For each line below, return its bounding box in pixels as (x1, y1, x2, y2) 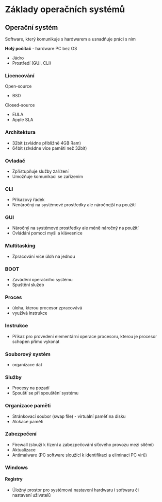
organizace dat (12, 361, 43, 367)
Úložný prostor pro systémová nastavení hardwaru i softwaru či (12, 487, 139, 493)
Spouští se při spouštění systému (12, 390, 79, 396)
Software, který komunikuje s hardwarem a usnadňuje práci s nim (5, 36, 136, 42)
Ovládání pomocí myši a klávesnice (12, 230, 82, 236)
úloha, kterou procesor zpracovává (12, 305, 82, 311)
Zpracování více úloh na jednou (12, 253, 75, 259)
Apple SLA (12, 117, 33, 123)
